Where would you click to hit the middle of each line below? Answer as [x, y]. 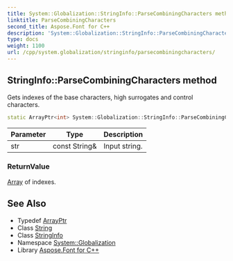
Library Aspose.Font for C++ [58, 250]
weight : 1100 [26, 46]
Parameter [28, 134]
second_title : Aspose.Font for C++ [59, 26]
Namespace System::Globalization [66, 242]
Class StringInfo [40, 235]
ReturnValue [28, 167]
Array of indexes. [32, 182]
